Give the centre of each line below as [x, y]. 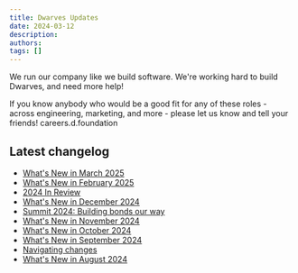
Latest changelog [60, 151]
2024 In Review [51, 192]
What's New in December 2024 [81, 201]
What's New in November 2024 [81, 221]
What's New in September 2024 [82, 240]
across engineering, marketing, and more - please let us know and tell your [149, 114]
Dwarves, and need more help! [67, 86]
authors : [26, 43]
